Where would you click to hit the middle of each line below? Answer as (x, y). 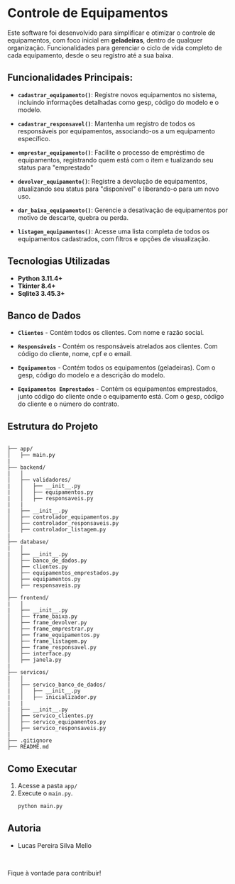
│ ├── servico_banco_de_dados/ (57, 685)
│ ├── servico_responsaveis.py (57, 729)
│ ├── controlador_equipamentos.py (63, 517)
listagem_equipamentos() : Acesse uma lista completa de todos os (113, 231)
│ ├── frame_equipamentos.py (54, 635)
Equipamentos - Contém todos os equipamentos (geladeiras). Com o (116, 368)
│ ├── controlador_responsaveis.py (63, 524)
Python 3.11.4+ (40, 278)
